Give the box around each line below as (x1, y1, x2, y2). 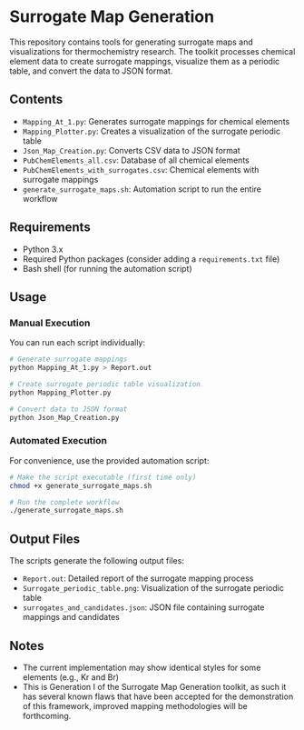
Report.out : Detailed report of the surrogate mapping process (22, 573, 254, 584)
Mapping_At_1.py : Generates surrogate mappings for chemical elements (22, 115, 290, 126)
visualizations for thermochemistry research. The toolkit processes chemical (9, 45, 296, 56)
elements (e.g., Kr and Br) (22, 671, 120, 683)
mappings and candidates (22, 612, 120, 623)
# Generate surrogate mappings (9, 355, 128, 365)
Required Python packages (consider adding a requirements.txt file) (22, 253, 280, 265)
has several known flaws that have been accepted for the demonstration (22, 691, 294, 702)
